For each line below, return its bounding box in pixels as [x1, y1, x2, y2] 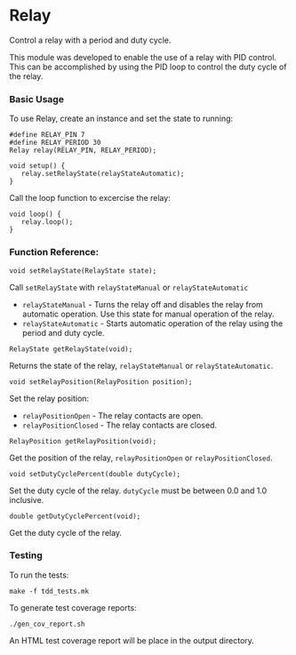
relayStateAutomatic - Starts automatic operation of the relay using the [21, 317, 284, 329]
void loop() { [9, 210, 62, 219]
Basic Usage [9, 92, 65, 105]
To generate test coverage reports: [9, 602, 137, 613]
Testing [9, 549, 43, 562]
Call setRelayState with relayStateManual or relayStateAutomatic [9, 282, 249, 292]
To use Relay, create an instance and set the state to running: [9, 113, 234, 124]
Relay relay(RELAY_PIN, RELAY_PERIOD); [9, 146, 157, 156]
